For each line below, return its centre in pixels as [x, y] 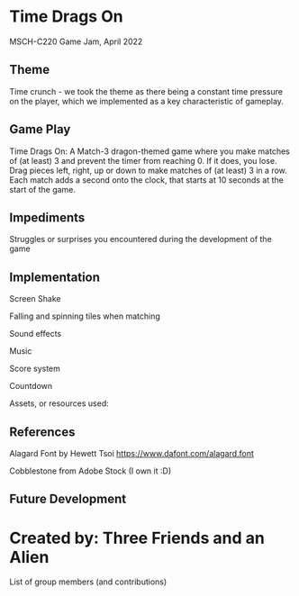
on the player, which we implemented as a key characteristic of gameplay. [146, 101]
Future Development [68, 499]
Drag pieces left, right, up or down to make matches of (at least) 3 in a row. [149, 170]
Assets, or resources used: [59, 403]
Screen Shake [35, 299]
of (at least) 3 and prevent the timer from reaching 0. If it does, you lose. [143, 160]
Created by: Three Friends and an [137, 538]
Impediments [47, 217]
